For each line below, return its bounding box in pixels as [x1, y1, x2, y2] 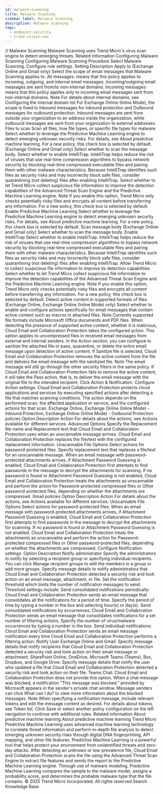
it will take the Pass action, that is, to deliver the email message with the [5, 374, 149, 380]
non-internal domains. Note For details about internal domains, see [5, 94, 139, 100]
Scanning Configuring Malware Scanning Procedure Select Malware [5, 58, 142, 64]
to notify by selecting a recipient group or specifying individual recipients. [5, 556, 153, 561]
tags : [5, 25, 16, 30]
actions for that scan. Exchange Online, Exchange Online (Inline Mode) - [5, 405, 150, 411]
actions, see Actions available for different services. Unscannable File [5, 498, 145, 504]
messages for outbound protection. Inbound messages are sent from [5, 110, 144, 116]
